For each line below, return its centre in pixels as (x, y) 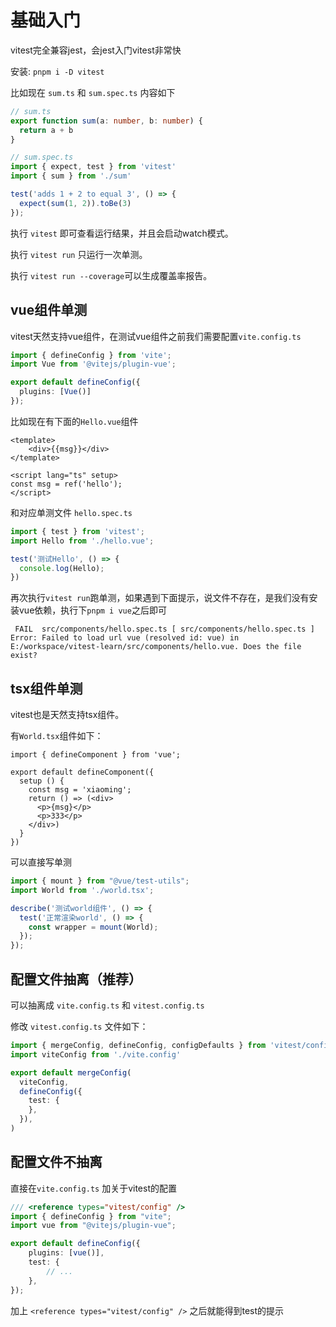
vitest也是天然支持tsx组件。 (67, 715)
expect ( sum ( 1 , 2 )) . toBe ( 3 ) (75, 203)
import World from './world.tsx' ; (82, 890)
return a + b (46, 130)
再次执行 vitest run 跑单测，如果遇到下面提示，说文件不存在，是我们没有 (160, 598)
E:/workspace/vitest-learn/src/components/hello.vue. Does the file (156, 647)
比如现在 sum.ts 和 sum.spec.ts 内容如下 (93, 92)
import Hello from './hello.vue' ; (82, 541)
